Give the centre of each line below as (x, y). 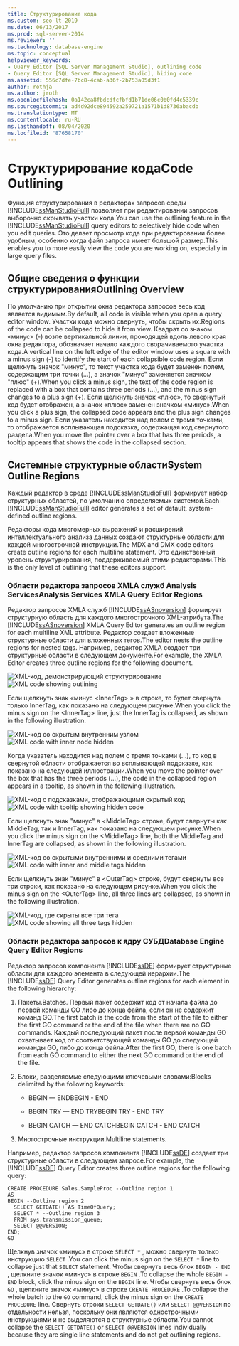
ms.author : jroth (33, 93)
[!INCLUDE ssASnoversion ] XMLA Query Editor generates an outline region (116, 625)
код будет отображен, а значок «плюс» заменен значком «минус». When (118, 405)
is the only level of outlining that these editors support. (87, 567)
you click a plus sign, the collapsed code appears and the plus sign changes (119, 412)
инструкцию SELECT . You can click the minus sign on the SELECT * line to (113, 1259)
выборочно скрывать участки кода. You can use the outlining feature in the (119, 218)
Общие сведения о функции (73, 278)
